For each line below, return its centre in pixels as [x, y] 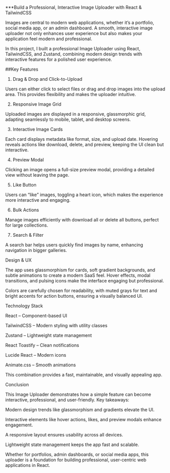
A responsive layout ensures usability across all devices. [64, 435]
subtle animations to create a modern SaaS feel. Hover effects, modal [78, 275]
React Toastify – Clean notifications [42, 345]
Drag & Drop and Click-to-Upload [47, 79]
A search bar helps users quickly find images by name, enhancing [74, 245]
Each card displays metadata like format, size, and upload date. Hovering [82, 139]
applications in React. [28, 465]
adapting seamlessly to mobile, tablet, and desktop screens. [68, 119]
